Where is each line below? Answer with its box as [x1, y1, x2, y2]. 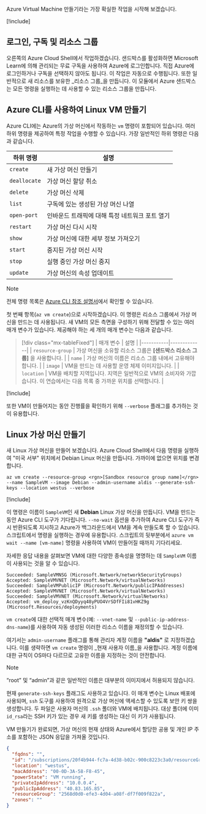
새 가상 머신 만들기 [47, 165, 97, 173]
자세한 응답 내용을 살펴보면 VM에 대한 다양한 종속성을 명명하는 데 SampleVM [6, 552, 186, 560]
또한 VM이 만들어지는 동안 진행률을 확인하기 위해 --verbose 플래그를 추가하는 [6, 402, 192, 409]
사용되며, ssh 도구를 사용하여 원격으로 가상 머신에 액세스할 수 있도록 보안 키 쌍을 [6, 698, 197, 705]
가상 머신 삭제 [47, 188, 85, 197]
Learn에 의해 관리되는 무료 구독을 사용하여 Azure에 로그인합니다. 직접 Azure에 [6, 62, 194, 69]
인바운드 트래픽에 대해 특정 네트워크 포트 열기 [47, 211, 170, 219]
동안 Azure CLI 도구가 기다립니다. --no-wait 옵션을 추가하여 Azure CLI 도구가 [6, 516, 193, 523]
